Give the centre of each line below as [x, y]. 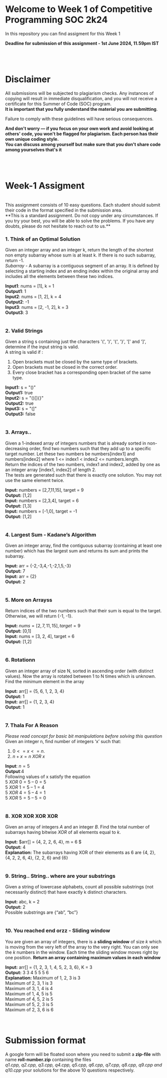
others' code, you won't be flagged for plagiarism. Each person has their [82, 134]
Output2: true [19, 403]
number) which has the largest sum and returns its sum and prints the [77, 551]
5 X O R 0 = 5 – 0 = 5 [26, 782]
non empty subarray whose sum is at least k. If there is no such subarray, [81, 255]
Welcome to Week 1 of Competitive [79, 9]
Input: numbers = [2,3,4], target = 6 [42, 501]
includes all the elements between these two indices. [60, 276]
